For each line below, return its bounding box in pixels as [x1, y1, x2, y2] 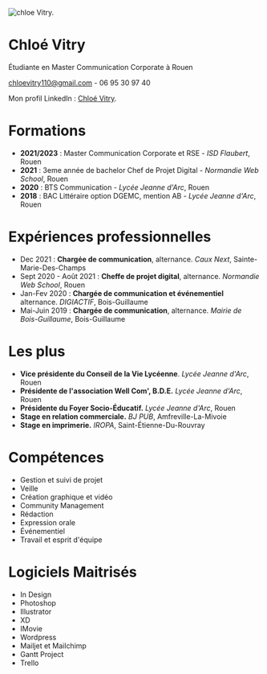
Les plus [8, 343, 66, 360]
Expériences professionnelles [8, 228, 212, 246]
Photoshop [19, 598, 56, 607]
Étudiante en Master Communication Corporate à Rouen [8, 62, 194, 72]
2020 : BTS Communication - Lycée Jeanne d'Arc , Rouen [19, 182, 210, 192]
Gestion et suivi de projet [19, 475, 103, 484]
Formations [8, 121, 87, 140]
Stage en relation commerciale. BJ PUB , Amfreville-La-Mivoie [19, 411, 227, 421]
